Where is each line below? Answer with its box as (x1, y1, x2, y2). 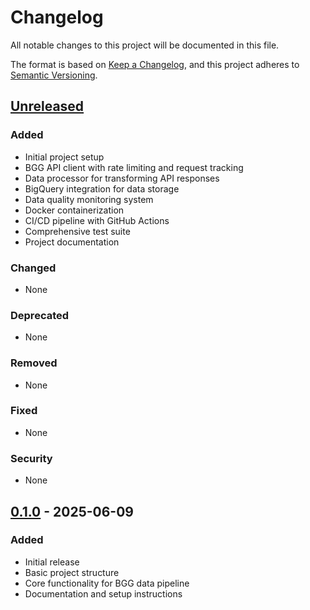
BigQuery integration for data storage (24, 182, 180, 195)
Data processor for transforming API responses (24, 172, 220, 184)
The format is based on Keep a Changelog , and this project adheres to (10, 58, 300, 70)
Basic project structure (24, 566, 120, 578)
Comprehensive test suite (24, 225, 131, 237)
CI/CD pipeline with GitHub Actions (24, 214, 170, 226)
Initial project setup (24, 151, 105, 163)
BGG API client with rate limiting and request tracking (24, 161, 244, 173)
